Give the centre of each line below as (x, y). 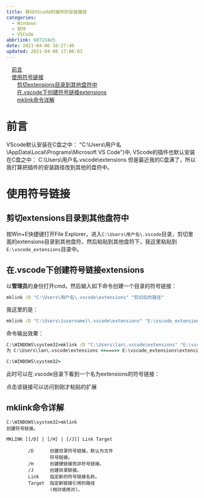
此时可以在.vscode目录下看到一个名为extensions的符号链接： (83, 374)
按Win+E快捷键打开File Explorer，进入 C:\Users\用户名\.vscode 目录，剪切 (97, 234)
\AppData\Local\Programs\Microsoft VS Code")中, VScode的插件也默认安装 (101, 152)
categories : (21, 18)
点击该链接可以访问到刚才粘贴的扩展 (52, 386)
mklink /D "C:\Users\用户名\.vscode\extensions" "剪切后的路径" (85, 297)
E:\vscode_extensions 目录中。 (44, 249)
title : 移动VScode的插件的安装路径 (46, 12)
